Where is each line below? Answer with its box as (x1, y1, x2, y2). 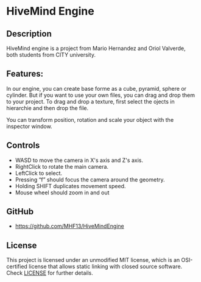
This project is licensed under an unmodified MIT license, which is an (6, 256, 180, 264)
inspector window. (6, 122, 53, 130)
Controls (6, 140, 40, 150)
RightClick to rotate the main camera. (15, 163, 108, 170)
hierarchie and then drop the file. (6, 104, 89, 111)
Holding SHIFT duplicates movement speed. (15, 182, 126, 189)
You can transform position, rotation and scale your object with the (6, 116, 174, 123)
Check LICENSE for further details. (6, 269, 93, 277)
